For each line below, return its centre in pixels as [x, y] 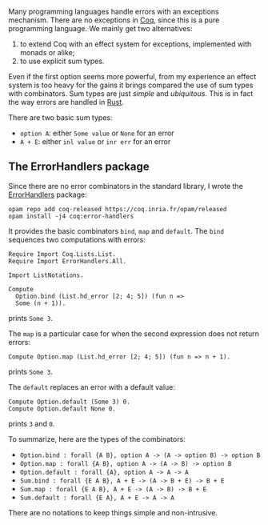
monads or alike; [47, 52]
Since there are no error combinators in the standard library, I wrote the [126, 186]
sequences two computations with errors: [77, 239]
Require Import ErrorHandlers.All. [68, 261]
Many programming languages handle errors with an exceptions [114, 12]
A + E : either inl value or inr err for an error [95, 142]
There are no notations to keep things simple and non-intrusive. [113, 512]
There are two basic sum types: [60, 118]
